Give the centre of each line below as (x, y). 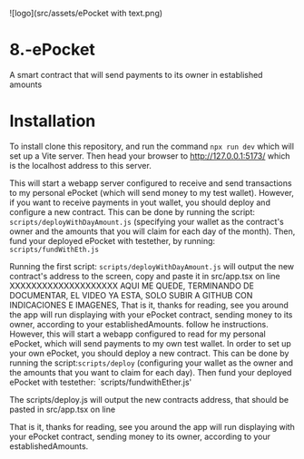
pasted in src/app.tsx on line (63, 409)
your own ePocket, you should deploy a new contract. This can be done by (149, 353)
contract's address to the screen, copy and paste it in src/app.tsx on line (145, 276)
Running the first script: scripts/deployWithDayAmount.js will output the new (152, 266)
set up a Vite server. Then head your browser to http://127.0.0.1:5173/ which (150, 156)
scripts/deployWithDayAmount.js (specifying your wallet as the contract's (147, 221)
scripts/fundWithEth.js (54, 249)
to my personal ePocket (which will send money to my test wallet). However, (152, 192)
